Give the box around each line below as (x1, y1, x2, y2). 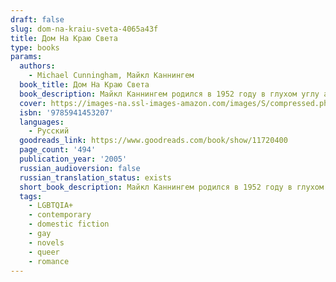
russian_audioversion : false (19, 163, 141, 173)
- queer (28, 247, 60, 257)
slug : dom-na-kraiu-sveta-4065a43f (10, 24, 159, 34)
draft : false (10, 14, 65, 25)
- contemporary (28, 210, 92, 220)
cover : (19, 98, 47, 108)
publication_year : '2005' (19, 154, 128, 164)
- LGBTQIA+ (28, 201, 74, 211)
